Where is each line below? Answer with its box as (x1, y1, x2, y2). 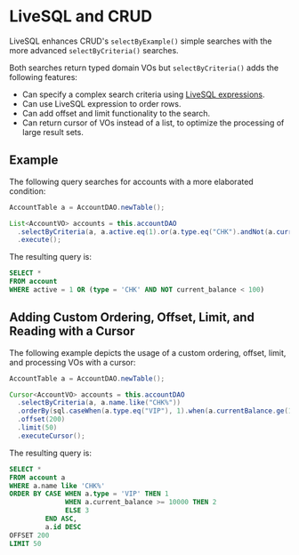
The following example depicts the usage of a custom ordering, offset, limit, (9, 347, 287, 358)
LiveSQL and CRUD (9, 6, 153, 27)
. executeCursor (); (17, 431, 86, 440)
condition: (9, 185, 46, 197)
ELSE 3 (65, 506, 90, 515)
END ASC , (44, 514, 77, 524)
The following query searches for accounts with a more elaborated (9, 176, 254, 187)
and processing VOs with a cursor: (9, 357, 136, 367)
